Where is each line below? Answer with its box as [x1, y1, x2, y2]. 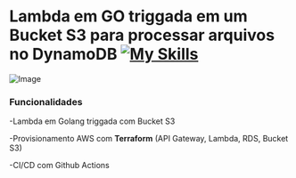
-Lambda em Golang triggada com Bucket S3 [9, 116, 176, 126]
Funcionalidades [9, 95, 83, 108]
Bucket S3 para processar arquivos [9, 25, 275, 45]
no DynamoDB [9, 44, 118, 64]
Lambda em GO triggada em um [9, 6, 248, 27]
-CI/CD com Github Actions [9, 160, 110, 171]
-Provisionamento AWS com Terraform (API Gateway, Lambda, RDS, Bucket [9, 133, 289, 144]
